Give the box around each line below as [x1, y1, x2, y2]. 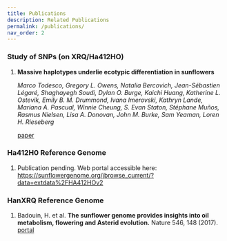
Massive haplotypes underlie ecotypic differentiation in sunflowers [17, 67, 215, 76]
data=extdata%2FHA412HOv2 [17, 178, 103, 187]
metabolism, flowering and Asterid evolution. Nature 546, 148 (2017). [17, 218, 219, 227]
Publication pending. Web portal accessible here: [17, 163, 157, 172]
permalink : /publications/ [7, 23, 85, 30]
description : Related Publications [7, 17, 110, 23]
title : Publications [7, 10, 67, 17]
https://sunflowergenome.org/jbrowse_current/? [17, 171, 154, 179]
